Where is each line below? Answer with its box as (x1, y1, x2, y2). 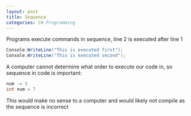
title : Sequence (6, 14, 46, 20)
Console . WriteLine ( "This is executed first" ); (6, 47, 123, 53)
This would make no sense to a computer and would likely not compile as (6, 97, 185, 104)
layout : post (6, 8, 39, 15)
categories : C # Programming (6, 19, 76, 25)
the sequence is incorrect (6, 103, 69, 110)
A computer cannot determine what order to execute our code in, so (6, 63, 173, 71)
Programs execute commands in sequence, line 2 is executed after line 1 (6, 36, 183, 43)
